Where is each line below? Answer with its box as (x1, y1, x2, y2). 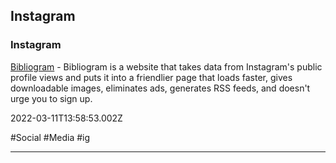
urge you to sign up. (10, 92, 93, 104)
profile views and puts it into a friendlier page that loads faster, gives (10, 71, 293, 83)
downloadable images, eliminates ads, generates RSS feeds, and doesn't (10, 82, 311, 94)
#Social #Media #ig (10, 131, 91, 143)
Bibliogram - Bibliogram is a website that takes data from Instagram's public (10, 60, 323, 73)
